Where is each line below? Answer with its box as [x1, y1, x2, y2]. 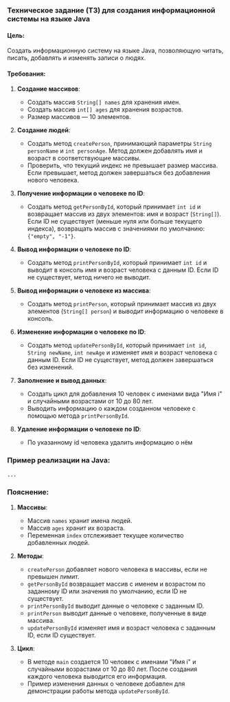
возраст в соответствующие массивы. [27, 154, 141, 162]
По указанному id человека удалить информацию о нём [27, 438, 193, 447]
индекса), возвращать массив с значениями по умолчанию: [27, 224, 205, 233]
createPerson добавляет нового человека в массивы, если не [27, 565, 207, 573]
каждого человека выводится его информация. [27, 672, 167, 680]
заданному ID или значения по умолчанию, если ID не [27, 587, 187, 595]
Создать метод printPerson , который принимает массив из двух [27, 300, 217, 308]
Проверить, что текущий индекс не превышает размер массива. [27, 161, 218, 170]
